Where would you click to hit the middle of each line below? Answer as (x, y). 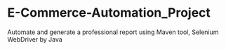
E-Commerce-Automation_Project (109, 13)
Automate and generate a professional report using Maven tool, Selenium (113, 32)
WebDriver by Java (35, 39)
